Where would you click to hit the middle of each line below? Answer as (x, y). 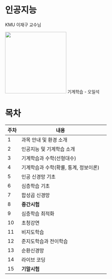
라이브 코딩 (33, 260)
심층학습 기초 (36, 186)
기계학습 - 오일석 (83, 92)
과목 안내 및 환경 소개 (44, 140)
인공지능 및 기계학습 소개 (48, 149)
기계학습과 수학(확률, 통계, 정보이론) (60, 167)
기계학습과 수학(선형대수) (49, 158)
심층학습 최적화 (38, 214)
